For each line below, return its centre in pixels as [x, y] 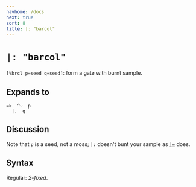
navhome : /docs [25, 12]
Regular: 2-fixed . [27, 177]
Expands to [28, 92]
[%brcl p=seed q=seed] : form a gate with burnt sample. [74, 73]
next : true [20, 17]
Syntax [20, 163]
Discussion [28, 129]
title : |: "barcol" [31, 29]
